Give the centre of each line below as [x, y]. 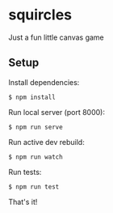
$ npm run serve [36, 127]
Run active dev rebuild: [46, 142]
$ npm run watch [36, 157]
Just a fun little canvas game [56, 37]
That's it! [23, 202]
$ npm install [32, 97]
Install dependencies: [44, 82]
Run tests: [25, 172]
